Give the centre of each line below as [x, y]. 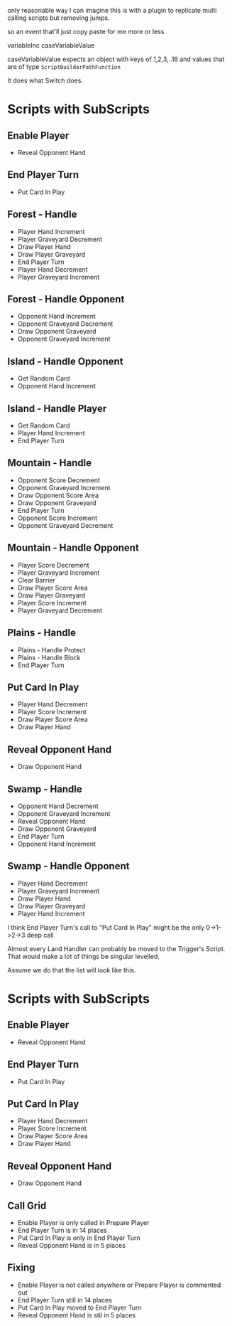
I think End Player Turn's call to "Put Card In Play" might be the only [106, 927]
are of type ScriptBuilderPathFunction [64, 67]
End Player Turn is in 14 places [62, 1230]
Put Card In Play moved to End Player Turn [79, 1308]
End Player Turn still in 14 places [65, 1300]
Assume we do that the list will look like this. [72, 970]
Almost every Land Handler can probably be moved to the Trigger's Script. [116, 948]
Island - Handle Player [57, 408]
